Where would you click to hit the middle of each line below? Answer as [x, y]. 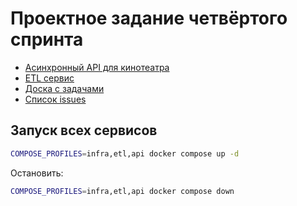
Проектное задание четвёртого [149, 18]
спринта [47, 39]
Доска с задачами [64, 88]
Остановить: [37, 173]
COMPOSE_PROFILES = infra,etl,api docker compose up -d [125, 153]
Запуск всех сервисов [84, 130]
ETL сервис [49, 78]
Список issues [55, 99]
